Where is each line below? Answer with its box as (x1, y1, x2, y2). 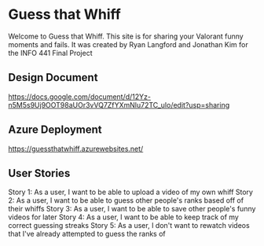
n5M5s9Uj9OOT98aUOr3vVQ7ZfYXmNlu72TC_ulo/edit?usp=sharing (8, 100, 230, 109)
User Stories (8, 167, 71, 180)
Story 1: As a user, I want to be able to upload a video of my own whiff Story (8, 187, 254, 197)
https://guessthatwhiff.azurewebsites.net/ (8, 144, 144, 153)
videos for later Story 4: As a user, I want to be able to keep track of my (8, 212, 240, 222)
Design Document (8, 71, 98, 84)
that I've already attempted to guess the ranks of (8, 229, 167, 239)
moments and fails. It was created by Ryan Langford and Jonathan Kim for (8, 39, 249, 49)
